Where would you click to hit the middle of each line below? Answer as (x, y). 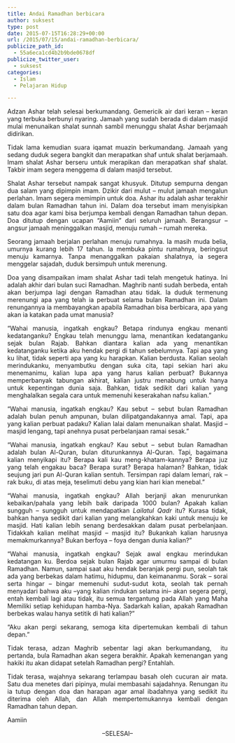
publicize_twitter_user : (43, 60)
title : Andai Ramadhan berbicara (56, 14)
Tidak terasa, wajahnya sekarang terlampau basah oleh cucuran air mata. (117, 676)
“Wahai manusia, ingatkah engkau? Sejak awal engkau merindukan (117, 554)
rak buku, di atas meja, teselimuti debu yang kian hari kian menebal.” (106, 482)
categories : (24, 72)
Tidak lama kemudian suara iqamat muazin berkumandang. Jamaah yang (117, 147)
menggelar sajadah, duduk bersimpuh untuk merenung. (87, 264)
